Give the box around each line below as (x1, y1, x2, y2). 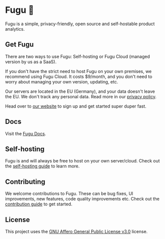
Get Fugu (5, 40, 34, 49)
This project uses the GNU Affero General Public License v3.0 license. (5, 229, 148, 234)
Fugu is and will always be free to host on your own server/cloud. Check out (5, 158, 160, 164)
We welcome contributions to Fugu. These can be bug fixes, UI (5, 191, 133, 197)
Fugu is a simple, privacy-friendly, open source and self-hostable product (5, 21, 155, 27)
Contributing (5, 177, 45, 186)
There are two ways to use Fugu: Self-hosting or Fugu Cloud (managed (5, 53, 150, 59)
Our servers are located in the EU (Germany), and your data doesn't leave (5, 88, 155, 94)
